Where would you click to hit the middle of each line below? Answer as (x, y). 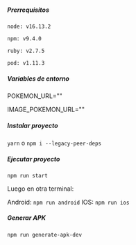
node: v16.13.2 (29, 26)
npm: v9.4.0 (24, 38)
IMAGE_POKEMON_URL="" (46, 109)
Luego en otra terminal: (41, 189)
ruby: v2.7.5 (26, 51)
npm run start (28, 175)
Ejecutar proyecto (34, 159)
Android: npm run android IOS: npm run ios (68, 202)
